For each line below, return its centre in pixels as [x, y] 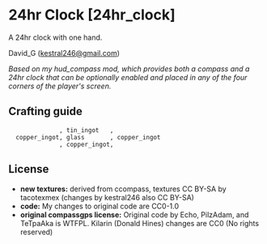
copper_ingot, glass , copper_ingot [88, 137]
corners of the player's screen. [60, 86]
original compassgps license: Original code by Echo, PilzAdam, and [134, 214]
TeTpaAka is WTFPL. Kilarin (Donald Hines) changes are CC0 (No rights [140, 223]
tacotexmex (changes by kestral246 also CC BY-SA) [107, 197]
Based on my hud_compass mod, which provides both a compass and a [129, 68]
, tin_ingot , [87, 130]
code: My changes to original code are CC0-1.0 [100, 206]
